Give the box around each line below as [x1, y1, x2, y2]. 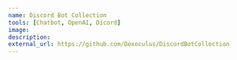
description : [8, 33, 51, 41]
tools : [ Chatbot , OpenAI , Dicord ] [8, 19, 122, 26]
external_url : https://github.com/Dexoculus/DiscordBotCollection [8, 41, 230, 48]
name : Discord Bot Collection [8, 11, 108, 19]
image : [8, 26, 30, 34]
